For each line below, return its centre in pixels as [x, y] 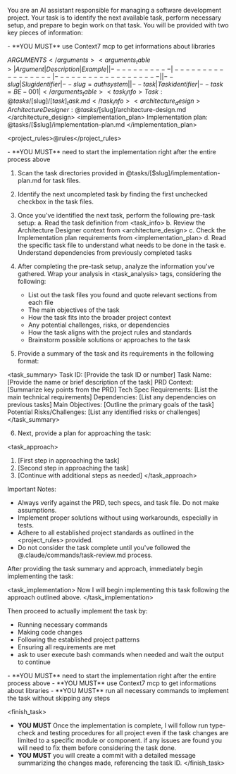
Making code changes [50, 632]
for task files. [62, 181]
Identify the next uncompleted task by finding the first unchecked [112, 194]
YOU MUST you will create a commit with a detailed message [106, 756]
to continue [34, 662]
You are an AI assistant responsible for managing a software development [114, 10]
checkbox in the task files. [55, 202]
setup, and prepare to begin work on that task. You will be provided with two [118, 25]
